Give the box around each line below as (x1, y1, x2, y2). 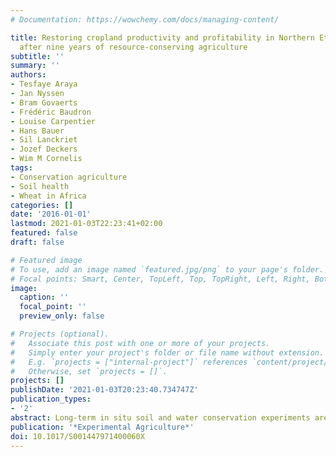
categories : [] (10, 200, 74, 210)
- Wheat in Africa (10, 191, 87, 201)
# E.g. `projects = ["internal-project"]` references (10, 357, 248, 367)
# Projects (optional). (10, 329, 110, 339)
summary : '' (10, 61, 60, 71)
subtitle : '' (10, 51, 65, 61)
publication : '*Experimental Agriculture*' (10, 422, 195, 432)
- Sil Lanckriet (10, 135, 78, 145)
